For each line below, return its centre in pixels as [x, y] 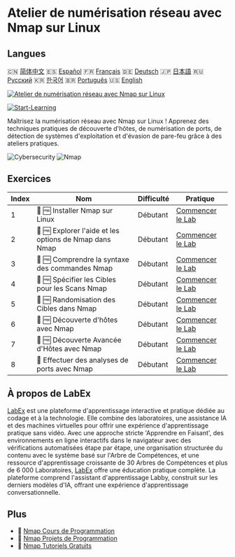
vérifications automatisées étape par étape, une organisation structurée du [115, 447]
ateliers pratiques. [33, 143]
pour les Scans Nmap [72, 288]
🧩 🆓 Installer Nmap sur [75, 210]
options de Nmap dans [74, 239]
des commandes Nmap [75, 268]
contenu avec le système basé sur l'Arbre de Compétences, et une [103, 455]
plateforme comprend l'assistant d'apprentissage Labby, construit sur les [113, 477]
